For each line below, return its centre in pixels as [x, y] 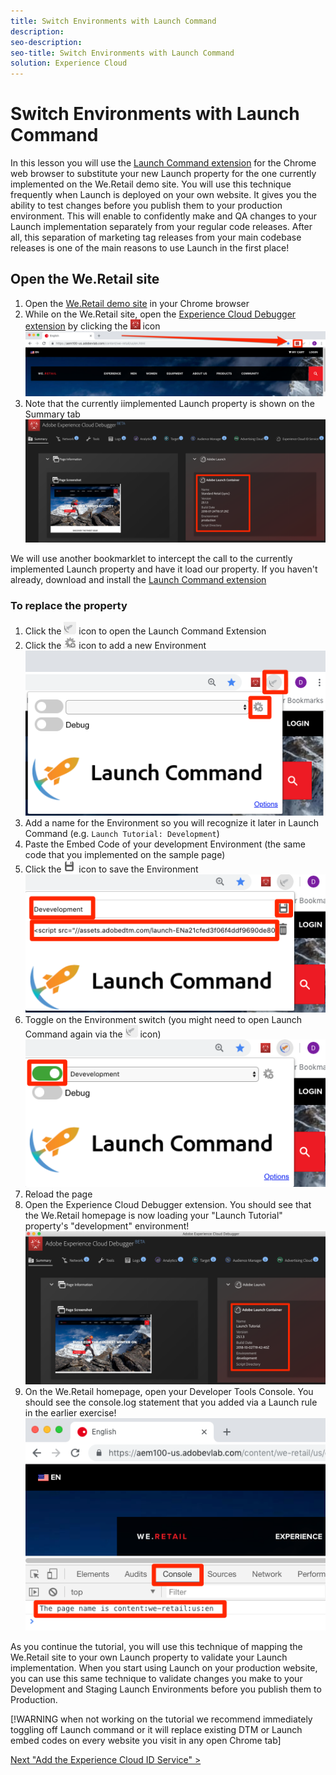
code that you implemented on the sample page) [125, 854]
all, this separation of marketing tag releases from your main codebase [156, 237]
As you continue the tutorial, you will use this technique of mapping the [156, 1646]
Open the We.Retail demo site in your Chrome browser [137, 303]
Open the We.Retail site [85, 279]
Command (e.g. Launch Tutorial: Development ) [122, 833]
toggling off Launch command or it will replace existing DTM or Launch [156, 1729]
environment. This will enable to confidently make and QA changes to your [164, 216]
